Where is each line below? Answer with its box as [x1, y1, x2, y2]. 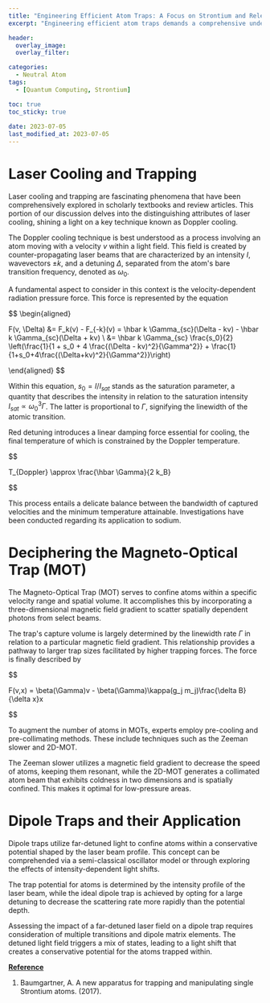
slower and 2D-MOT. [8, 742, 78, 752]
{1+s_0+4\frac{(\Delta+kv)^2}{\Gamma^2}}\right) [8, 349, 171, 359]
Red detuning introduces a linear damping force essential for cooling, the [8, 427, 250, 437]
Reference [8, 962, 44, 972]
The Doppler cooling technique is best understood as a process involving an [8, 233, 261, 242]
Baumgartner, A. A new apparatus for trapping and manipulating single [19, 977, 254, 987]
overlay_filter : [15, 49, 70, 57]
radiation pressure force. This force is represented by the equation [8, 293, 229, 303]
